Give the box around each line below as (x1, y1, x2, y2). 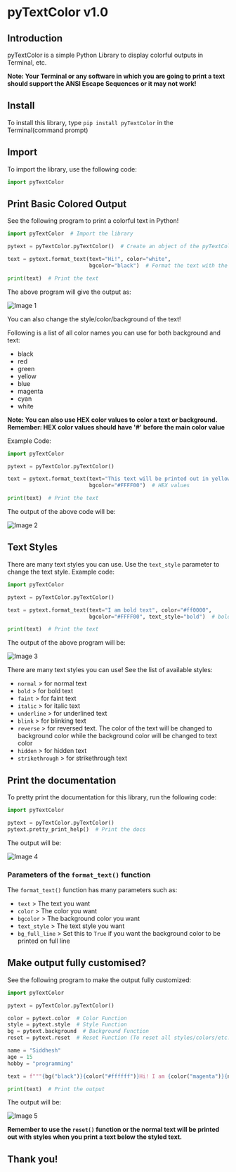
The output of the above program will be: (7, 638, 126, 647)
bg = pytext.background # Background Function (7, 1028, 150, 1035)
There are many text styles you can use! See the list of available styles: (7, 666, 213, 674)
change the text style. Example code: (7, 567, 114, 576)
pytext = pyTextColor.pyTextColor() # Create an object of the (7, 243, 199, 250)
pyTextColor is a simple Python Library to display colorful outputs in (7, 51, 204, 59)
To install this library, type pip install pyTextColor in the (7, 118, 173, 127)
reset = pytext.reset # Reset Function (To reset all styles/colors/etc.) (7, 1034, 234, 1041)
